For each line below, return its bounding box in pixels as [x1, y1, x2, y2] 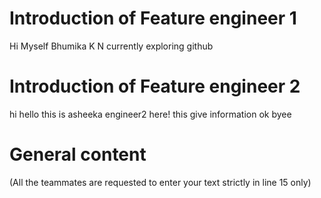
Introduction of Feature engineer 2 [9, 75, 301, 98]
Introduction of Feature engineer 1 [9, 7, 297, 30]
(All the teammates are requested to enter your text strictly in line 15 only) [9, 176, 312, 188]
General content [9, 143, 147, 166]
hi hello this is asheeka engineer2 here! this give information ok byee [9, 108, 292, 120]
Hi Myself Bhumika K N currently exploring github [9, 40, 214, 52]
